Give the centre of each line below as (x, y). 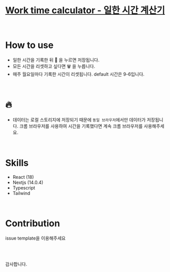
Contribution (33, 223)
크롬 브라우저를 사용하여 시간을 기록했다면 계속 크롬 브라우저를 (81, 126)
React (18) (23, 177)
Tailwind (21, 193)
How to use (29, 45)
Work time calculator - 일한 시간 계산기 (85, 10)
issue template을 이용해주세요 (36, 238)
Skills (17, 163)
